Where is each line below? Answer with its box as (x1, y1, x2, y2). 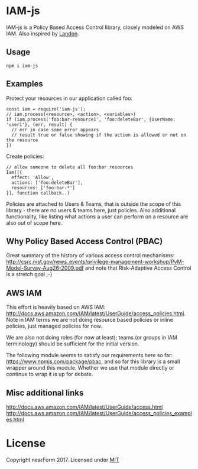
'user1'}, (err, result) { (6, 121, 73, 128)
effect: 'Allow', (11, 174, 54, 180)
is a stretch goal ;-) (6, 271, 53, 278)
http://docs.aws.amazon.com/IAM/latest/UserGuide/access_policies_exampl (6, 410, 192, 416)
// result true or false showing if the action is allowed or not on (11, 132, 186, 138)
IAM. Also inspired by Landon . (6, 30, 79, 37)
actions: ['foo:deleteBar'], (11, 179, 83, 186)
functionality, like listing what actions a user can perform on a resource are (6, 213, 189, 220)
